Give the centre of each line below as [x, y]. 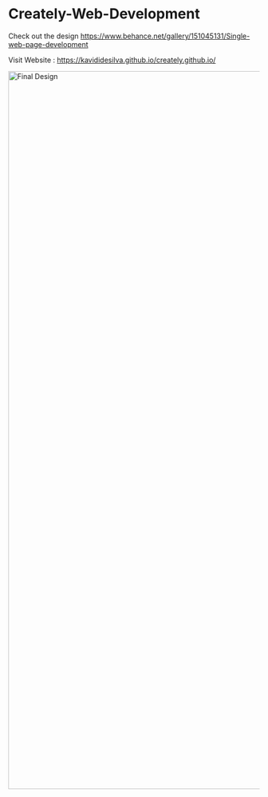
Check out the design [43, 36]
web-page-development [48, 44]
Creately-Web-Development [104, 14]
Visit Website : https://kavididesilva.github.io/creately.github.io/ [112, 60]
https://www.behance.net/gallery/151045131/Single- [165, 36]
